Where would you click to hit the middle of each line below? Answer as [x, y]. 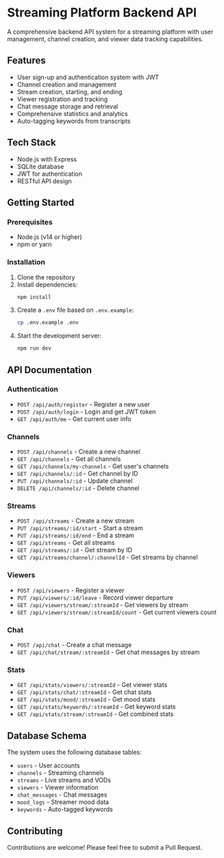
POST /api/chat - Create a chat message [74, 645]
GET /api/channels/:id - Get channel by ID [77, 474]
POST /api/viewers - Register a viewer [71, 590]
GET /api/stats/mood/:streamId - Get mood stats [86, 699]
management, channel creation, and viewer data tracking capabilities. [105, 38]
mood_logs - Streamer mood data [63, 802]
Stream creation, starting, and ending [70, 91]
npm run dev [34, 348]
